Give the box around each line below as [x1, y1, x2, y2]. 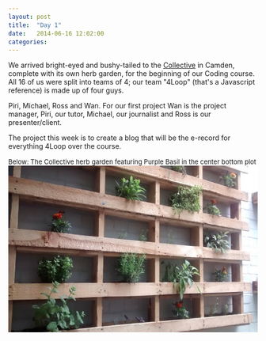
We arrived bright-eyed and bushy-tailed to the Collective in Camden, [8, 60, 235, 70]
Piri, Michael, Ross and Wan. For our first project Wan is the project [8, 101, 227, 111]
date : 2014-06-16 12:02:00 [8, 29, 104, 37]
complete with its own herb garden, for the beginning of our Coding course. [8, 69, 255, 78]
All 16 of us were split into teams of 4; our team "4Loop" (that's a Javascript [8, 78, 256, 87]
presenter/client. [8, 118, 62, 127]
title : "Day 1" [8, 21, 62, 29]
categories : [8, 38, 47, 46]
